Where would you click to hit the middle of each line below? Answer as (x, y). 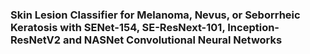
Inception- (253, 27)
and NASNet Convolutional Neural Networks (172, 40)
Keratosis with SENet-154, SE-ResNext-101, (118, 27)
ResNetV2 (36, 40)
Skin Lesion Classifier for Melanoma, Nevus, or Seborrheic (155, 15)
